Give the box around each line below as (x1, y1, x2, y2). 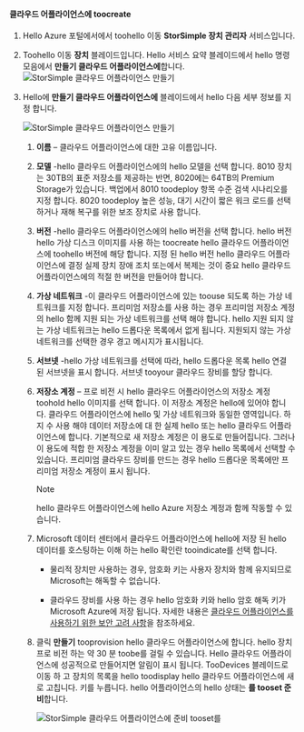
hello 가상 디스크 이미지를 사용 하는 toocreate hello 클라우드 (35, 237, 251, 248)
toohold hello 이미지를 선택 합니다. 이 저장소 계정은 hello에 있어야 (35, 397, 270, 408)
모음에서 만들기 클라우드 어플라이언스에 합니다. (22, 61, 185, 72)
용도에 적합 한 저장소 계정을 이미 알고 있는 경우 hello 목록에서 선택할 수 (45, 443, 296, 454)
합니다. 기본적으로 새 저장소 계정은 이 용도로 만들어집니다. (67, 432, 271, 443)
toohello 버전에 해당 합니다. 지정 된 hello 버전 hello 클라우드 (53, 248, 266, 259)
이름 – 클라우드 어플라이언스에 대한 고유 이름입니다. (35, 142, 218, 153)
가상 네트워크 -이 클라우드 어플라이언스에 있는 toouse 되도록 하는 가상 (35, 291, 283, 302)
